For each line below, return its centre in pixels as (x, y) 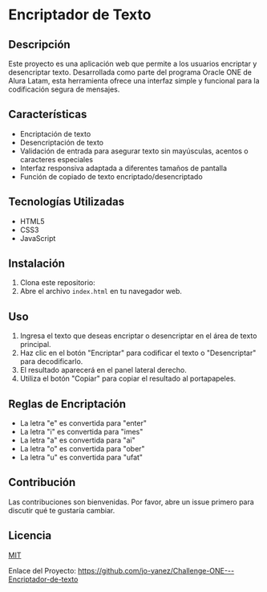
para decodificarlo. (51, 361)
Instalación (37, 264)
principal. (35, 345)
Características (48, 114)
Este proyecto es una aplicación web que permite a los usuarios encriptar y (133, 63)
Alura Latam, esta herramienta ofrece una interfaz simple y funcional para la (134, 81)
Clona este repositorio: (57, 283)
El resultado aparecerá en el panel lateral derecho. (103, 370)
